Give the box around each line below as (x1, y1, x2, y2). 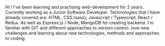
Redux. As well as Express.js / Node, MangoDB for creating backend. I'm (5, 20, 154, 25)
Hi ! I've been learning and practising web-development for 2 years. (5, 4, 144, 10)
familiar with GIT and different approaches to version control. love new (5, 25, 150, 31)
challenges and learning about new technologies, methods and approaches (5, 30, 160, 36)
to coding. (5, 35, 26, 41)
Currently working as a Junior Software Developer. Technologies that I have (5, 9, 160, 15)
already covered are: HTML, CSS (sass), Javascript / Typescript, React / (5, 15, 153, 20)
